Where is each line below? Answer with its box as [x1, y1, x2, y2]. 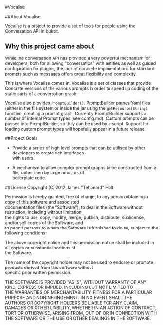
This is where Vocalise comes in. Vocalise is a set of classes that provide [5, 80, 151, 86]
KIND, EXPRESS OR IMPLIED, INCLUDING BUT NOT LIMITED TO [5, 284, 133, 290]
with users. [12, 155, 35, 161]
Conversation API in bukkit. [5, 28, 59, 34]
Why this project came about [5, 42, 95, 51]
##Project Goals [5, 135, 37, 141]
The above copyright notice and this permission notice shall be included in [5, 239, 154, 245]
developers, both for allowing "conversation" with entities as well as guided [5, 60, 156, 66]
